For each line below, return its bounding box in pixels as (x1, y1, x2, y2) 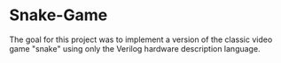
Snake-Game (9, 5, 108, 25)
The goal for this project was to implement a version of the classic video (9, 34, 273, 45)
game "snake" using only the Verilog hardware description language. (9, 43, 261, 53)
